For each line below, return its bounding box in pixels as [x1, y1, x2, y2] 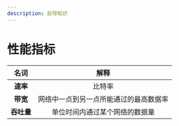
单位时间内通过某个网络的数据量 [51, 107, 156, 116]
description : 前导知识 [7, 10, 68, 17]
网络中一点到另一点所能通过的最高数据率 [38, 94, 169, 103]
